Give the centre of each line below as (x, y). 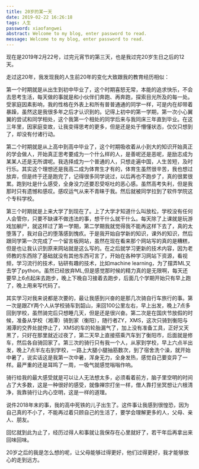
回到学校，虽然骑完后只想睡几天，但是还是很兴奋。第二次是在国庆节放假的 (97, 313)
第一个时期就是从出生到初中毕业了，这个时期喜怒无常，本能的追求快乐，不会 (99, 89)
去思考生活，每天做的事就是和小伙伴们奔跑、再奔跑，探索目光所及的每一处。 (99, 97)
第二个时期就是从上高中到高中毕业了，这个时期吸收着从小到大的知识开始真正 (99, 147)
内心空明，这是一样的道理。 (76, 392)
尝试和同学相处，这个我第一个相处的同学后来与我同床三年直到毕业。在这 (105, 119)
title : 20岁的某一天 (29, 12)
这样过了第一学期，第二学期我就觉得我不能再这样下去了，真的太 (115, 226)
